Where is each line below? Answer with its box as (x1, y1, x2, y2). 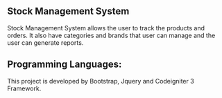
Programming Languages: (7, 59, 122, 70)
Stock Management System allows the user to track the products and (7, 23, 205, 32)
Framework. (7, 84, 42, 92)
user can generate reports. (7, 38, 84, 47)
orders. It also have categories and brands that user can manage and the (7, 31, 216, 39)
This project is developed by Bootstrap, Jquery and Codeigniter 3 (7, 77, 194, 85)
